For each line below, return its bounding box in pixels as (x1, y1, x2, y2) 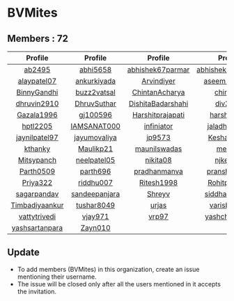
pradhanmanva (133, 167, 183, 176)
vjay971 (81, 212, 109, 221)
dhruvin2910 (15, 99, 59, 108)
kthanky (24, 144, 51, 154)
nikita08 (145, 155, 172, 165)
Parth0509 (19, 167, 56, 176)
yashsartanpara (11, 223, 63, 232)
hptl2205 (22, 122, 53, 131)
